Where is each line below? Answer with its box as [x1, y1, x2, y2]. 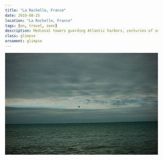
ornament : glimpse [5, 39, 42, 44]
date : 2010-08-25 [5, 13, 40, 18]
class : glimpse [5, 34, 36, 38]
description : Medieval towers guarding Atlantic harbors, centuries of [5, 28, 153, 34]
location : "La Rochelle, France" [5, 18, 73, 23]
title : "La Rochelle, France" [5, 8, 66, 13]
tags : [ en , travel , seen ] [5, 23, 57, 28]
